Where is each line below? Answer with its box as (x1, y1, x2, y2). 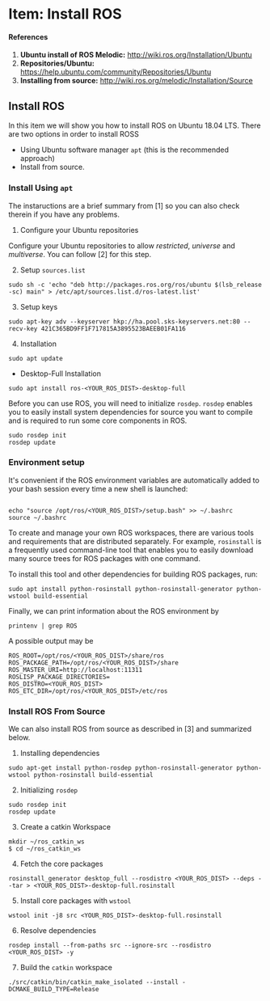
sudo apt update (8, 354, 63, 362)
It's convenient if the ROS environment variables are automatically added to (8, 475, 260, 485)
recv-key (8, 324, 38, 332)
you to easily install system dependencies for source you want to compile (8, 407, 253, 416)
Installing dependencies (19, 749, 100, 758)
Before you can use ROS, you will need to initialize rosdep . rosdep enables (8, 398, 253, 408)
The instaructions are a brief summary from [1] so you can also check (8, 201, 240, 210)
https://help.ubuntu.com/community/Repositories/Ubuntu (19, 67, 212, 77)
